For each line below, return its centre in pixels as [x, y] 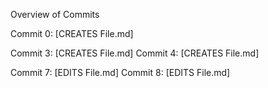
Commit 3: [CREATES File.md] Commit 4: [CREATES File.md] [135, 53]
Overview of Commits [55, 14]
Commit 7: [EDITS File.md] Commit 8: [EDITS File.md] [120, 72]
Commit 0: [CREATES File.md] [72, 33]
